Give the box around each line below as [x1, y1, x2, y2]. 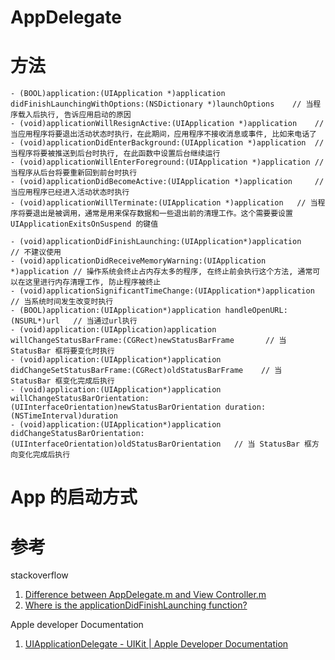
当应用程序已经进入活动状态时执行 [10, 187, 130, 198]
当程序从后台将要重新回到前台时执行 [10, 168, 138, 178]
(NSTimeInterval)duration [10, 411, 118, 421]
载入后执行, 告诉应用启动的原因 [17, 110, 132, 120]
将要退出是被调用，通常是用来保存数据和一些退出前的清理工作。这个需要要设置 [17, 209, 293, 219]
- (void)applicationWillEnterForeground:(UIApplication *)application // [10, 157, 325, 168]
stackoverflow [10, 569, 69, 581]
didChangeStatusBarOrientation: [10, 429, 145, 439]
